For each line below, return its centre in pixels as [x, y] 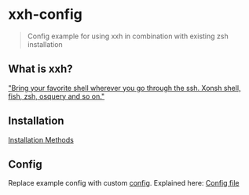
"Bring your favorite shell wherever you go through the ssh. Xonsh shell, [124, 88]
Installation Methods [41, 139]
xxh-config [45, 14]
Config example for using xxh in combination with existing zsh [128, 36]
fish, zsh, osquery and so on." [57, 96]
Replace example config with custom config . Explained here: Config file [124, 183]
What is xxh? [40, 69]
